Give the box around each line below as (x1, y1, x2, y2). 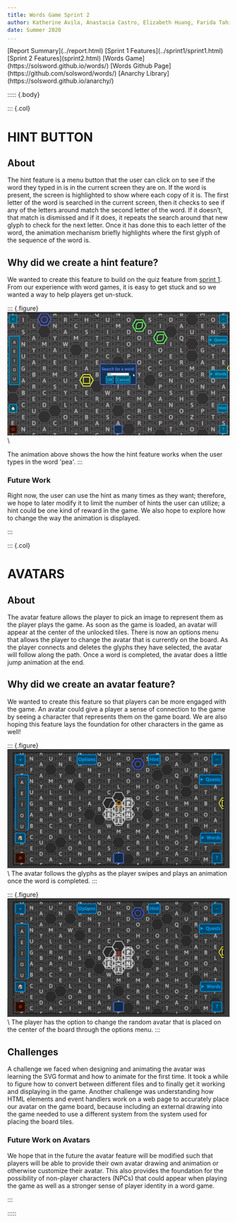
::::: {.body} (7, 91, 40, 99)
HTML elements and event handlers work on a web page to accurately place (7, 1095, 229, 1104)
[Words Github (110, 62, 153, 70)
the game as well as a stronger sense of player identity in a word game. (7, 1181, 215, 1189)
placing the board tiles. (7, 1117, 74, 1126)
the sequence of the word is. (7, 236, 91, 244)
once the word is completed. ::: (7, 876, 97, 885)
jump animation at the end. (7, 658, 85, 666)
